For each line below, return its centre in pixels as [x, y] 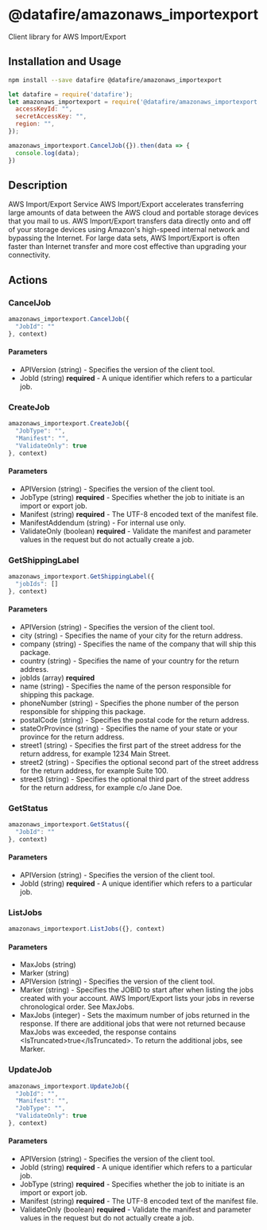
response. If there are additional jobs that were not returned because [133, 1024]
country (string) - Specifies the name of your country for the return [130, 661]
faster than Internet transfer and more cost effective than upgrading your [128, 246]
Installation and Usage [65, 62]
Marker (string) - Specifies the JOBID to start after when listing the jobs [137, 990]
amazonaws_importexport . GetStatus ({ [69, 825]
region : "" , [35, 124]
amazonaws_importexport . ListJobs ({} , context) [87, 929]
